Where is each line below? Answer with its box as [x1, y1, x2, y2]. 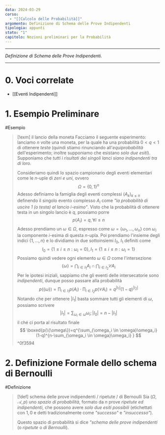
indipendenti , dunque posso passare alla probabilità [17, 278, 122, 284]
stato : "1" [5, 30, 27, 35]
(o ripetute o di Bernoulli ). [17, 424, 69, 430]
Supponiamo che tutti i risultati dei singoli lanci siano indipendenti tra [17, 155, 157, 161]
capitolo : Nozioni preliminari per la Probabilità [5, 35, 111, 40]
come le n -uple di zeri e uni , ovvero [17, 175, 89, 181]
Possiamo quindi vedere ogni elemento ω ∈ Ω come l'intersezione [17, 255, 152, 261]
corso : [5, 12, 19, 17]
